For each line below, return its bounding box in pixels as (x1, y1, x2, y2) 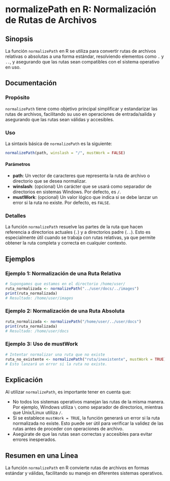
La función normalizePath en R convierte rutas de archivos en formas (5, 465, 149, 471)
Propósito (5, 94, 30, 101)
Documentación (5, 79, 57, 87)
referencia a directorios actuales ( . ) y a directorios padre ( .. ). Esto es (5, 229, 151, 235)
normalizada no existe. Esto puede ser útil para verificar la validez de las (12, 420, 163, 427)
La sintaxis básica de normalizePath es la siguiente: (5, 141, 112, 147)
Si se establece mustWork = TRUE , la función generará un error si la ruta (12, 415, 160, 421)
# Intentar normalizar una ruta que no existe (5, 352, 105, 357)
